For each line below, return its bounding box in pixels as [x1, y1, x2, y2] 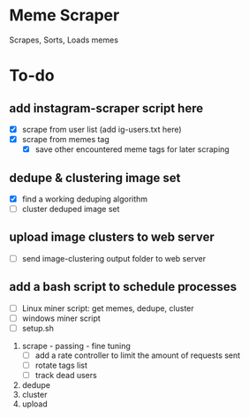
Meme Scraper [9, 5, 120, 26]
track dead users [34, 370, 97, 381]
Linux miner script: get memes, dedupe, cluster [21, 302, 194, 314]
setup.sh [21, 323, 55, 333]
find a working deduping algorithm [21, 194, 148, 204]
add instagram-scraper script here [9, 101, 204, 116]
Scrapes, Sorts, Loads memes [9, 34, 119, 45]
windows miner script [21, 313, 102, 323]
